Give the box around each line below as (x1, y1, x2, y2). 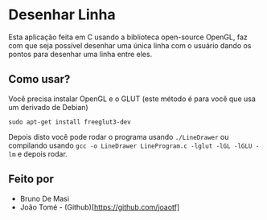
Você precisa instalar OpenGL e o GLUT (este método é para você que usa (8, 94, 256, 104)
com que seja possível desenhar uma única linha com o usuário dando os (8, 40, 252, 50)
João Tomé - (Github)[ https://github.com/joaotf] (19, 202, 180, 212)
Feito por (8, 173, 54, 186)
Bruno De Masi (19, 194, 70, 203)
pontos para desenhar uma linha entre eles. (8, 49, 153, 59)
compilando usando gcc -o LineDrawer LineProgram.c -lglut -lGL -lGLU (8, 141, 253, 150)
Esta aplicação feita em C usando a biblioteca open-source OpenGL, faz (8, 32, 248, 42)
